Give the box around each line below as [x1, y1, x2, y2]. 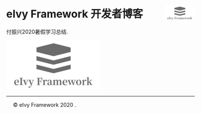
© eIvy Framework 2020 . [13, 101, 77, 108]
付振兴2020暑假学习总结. [6, 28, 68, 35]
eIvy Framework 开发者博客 [6, 7, 144, 21]
